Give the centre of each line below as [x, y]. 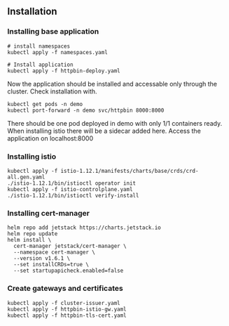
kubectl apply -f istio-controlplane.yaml [70, 189]
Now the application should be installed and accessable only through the [112, 84]
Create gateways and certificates [65, 289]
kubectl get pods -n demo [45, 104]
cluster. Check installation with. [52, 91]
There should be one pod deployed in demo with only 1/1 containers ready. [115, 123]
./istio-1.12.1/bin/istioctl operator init [72, 183]
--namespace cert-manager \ [55, 252]
